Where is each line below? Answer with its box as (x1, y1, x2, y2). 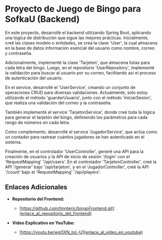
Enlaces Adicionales (5, 183, 68, 192)
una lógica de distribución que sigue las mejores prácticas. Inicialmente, (5, 35, 149, 41)
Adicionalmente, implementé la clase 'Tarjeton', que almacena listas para (5, 60, 150, 65)
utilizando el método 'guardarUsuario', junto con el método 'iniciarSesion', (5, 94, 152, 100)
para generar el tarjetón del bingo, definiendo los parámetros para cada (5, 114, 148, 120)
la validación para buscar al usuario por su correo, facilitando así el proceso (5, 70, 156, 75)
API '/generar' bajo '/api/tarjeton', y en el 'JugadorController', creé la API (5, 164, 149, 170)
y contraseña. (5, 50, 32, 56)
